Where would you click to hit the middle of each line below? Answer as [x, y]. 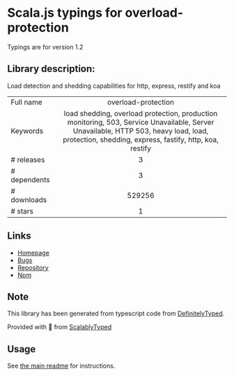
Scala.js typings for [65, 13]
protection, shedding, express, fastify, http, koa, [141, 140]
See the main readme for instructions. [61, 366]
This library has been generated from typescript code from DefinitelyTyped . [116, 314]
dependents [30, 179]
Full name [27, 102]
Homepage [33, 253]
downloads [29, 200]
